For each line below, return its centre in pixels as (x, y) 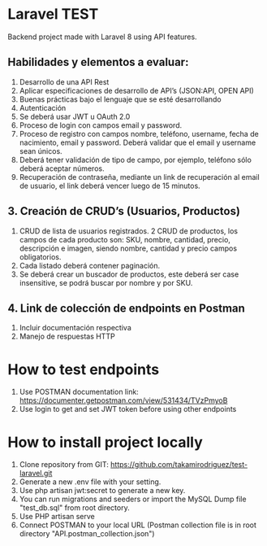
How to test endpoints (84, 369)
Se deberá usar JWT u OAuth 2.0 (75, 116)
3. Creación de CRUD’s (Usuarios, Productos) (124, 211)
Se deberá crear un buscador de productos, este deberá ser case (129, 274)
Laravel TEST (53, 14)
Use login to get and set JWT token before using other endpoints (128, 409)
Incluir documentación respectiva (75, 328)
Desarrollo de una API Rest (64, 81)
